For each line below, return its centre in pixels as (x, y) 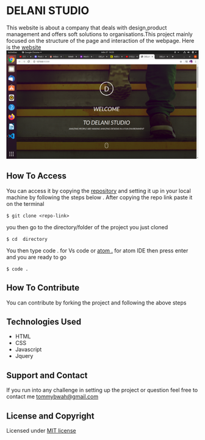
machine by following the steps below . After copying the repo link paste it (99, 197)
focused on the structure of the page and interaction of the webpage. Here (100, 40)
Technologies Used (44, 321)
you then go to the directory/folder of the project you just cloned (87, 227)
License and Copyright (50, 416)
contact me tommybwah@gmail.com (52, 396)
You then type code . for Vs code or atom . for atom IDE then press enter (97, 250)
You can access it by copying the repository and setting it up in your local (99, 191)
